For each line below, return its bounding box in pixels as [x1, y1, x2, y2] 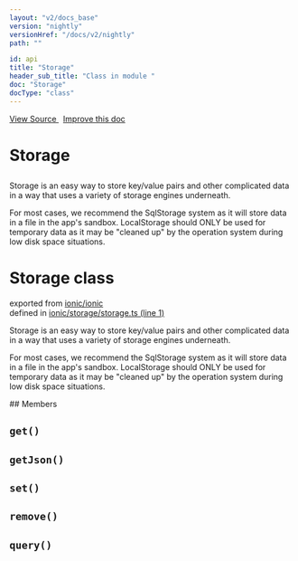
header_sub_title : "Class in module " [9, 71, 155, 81]
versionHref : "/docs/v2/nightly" [9, 30, 135, 39]
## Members [9, 398, 58, 409]
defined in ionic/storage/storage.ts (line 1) [9, 307, 165, 318]
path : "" [9, 38, 42, 48]
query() [9, 538, 52, 552]
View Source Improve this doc [9, 113, 126, 124]
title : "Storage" [9, 63, 75, 72]
